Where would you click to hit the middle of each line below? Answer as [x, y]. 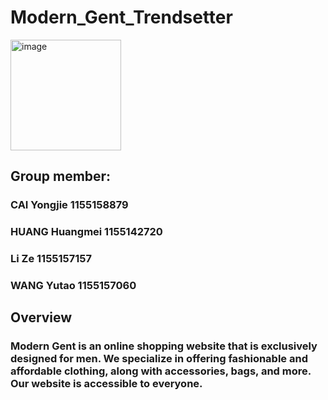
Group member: [61, 176]
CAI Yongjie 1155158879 [69, 205]
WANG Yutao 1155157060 [73, 286]
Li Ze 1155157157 [51, 259]
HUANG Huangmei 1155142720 [86, 232]
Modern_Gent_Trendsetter [121, 17]
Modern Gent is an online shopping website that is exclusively [164, 346]
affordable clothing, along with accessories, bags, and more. [161, 371]
